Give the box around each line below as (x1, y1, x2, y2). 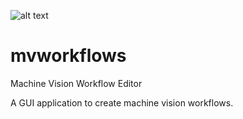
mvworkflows (10, 45, 127, 67)
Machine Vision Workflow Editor (10, 77, 143, 89)
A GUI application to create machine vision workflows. (10, 96, 234, 109)
